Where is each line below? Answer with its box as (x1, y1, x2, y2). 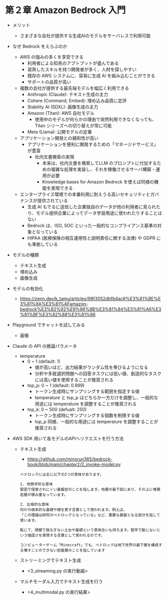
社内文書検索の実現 (34, 153, 75, 160)
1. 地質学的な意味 (19, 482, 53, 487)
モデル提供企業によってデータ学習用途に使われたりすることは (35, 210, 163, 216)
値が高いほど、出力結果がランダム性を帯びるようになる (34, 364, 149, 370)
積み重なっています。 (31, 492, 68, 497)
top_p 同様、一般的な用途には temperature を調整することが (34, 418, 159, 425)
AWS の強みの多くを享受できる (19, 53, 84, 60)
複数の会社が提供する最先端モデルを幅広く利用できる (19, 85, 130, 91)
